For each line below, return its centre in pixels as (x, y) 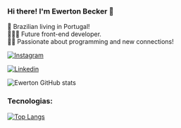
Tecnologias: (30, 101)
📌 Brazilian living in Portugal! (49, 27)
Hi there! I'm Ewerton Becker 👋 (61, 11)
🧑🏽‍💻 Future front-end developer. (55, 34)
